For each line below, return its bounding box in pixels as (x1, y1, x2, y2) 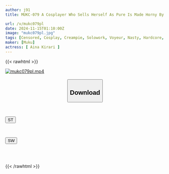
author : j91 (5, 7, 30, 13)
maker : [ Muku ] (5, 40, 35, 45)
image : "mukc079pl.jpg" (5, 31, 56, 36)
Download (70, 89, 100, 96)
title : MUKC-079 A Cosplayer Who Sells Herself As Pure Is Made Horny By (5, 12, 164, 17)
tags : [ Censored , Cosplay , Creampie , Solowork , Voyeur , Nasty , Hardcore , (5, 35, 164, 40)
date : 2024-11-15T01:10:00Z (5, 26, 65, 31)
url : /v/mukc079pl (5, 21, 44, 26)
